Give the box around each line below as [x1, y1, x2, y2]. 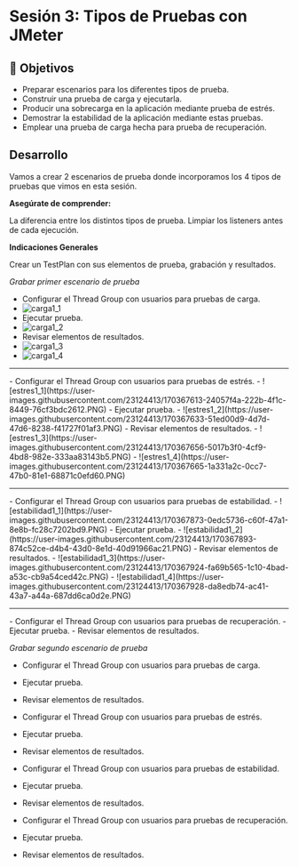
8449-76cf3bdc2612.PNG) [9, 404, 107, 414]
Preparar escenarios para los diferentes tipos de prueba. [21, 84, 230, 94]
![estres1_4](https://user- [138, 451, 230, 462]
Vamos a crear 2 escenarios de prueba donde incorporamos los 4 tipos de [9, 171, 281, 181]
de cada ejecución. [9, 224, 80, 235]
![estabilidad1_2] [183, 524, 243, 534]
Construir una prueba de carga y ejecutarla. [21, 93, 183, 104]
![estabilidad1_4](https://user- [116, 571, 224, 582]
